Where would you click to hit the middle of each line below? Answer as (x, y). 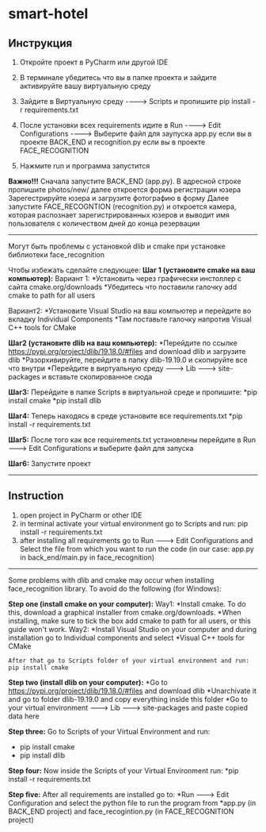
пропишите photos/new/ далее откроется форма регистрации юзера (125, 190)
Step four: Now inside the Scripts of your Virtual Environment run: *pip (123, 770)
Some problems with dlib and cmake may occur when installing (111, 580)
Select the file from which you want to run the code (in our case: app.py (137, 549)
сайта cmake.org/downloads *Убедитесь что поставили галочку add (123, 287)
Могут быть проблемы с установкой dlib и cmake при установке (117, 246)
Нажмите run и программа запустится (85, 166)
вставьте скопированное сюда (100, 377)
